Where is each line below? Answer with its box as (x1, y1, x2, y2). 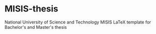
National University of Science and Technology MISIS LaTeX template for (4, 19, 151, 25)
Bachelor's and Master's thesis (4, 24, 67, 30)
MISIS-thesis (4, 3, 58, 14)
